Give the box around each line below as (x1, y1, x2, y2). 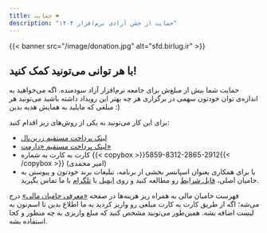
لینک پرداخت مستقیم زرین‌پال (20, 133, 108, 143)
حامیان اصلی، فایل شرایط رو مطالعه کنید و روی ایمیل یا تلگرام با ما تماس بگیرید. (20, 176, 260, 185)
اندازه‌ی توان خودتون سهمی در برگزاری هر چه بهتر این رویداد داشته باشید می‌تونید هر (9, 93, 258, 104)
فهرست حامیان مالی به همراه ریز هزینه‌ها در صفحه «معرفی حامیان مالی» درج (9, 191, 240, 200)
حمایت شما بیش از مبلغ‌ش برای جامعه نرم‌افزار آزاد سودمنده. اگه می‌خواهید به (9, 85, 240, 95)
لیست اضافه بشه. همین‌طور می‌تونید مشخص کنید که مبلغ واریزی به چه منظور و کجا (9, 208, 254, 218)
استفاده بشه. (9, 216, 48, 226)
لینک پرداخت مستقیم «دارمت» (20, 141, 112, 152)
